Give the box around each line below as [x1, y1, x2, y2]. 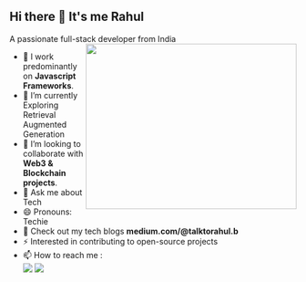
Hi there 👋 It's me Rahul [9, 9, 144, 25]
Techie [22, 215, 48, 226]
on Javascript [22, 70, 76, 81]
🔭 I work [22, 51, 55, 62]
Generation [22, 129, 66, 140]
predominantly [22, 60, 77, 71]
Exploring [22, 99, 59, 110]
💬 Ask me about [22, 186, 83, 197]
